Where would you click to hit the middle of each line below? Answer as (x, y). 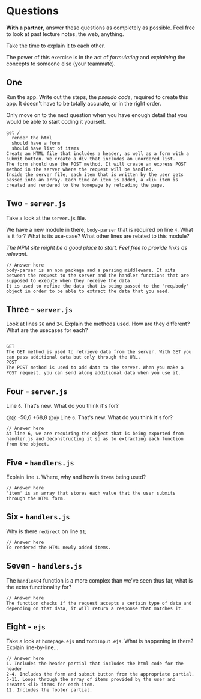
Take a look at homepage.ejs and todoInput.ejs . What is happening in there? (100, 641)
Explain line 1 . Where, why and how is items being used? (76, 477)
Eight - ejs (26, 627)
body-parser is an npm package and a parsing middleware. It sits (91, 270)
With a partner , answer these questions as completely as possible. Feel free (101, 28)
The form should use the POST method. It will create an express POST (96, 164)
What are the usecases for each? (47, 330)
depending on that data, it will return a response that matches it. (95, 608)
